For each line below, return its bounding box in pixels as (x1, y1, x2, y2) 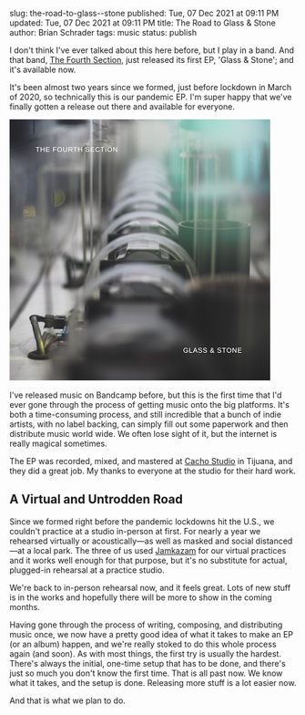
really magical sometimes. (9, 438, 107, 449)
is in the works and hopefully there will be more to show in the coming (9, 592, 273, 603)
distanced (255, 535, 293, 546)
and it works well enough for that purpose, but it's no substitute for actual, (9, 554, 288, 565)
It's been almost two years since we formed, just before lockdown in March (9, 82, 292, 92)
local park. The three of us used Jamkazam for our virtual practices (33, 544, 287, 555)
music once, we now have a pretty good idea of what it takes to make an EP (9, 628, 294, 639)
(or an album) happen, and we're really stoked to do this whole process (9, 638, 277, 649)
